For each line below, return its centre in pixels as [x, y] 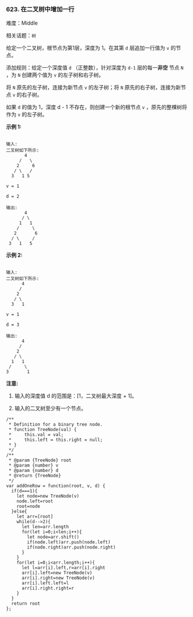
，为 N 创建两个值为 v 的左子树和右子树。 [55, 75]
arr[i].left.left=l [45, 583]
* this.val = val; [36, 435]
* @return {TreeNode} [35, 476]
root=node [29, 506]
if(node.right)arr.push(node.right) [71, 547]
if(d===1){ [24, 491]
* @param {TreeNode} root [40, 460]
